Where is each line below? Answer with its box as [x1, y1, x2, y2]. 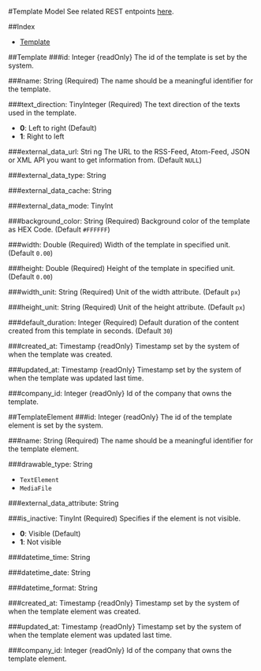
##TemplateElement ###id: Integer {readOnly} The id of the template [8, 413, 233, 421]
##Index [8, 22, 35, 31]
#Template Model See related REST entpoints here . [8, 7, 174, 16]
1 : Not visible [19, 537, 62, 547]
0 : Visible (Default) [19, 529, 81, 538]
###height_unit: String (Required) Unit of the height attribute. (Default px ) [8, 302, 246, 312]
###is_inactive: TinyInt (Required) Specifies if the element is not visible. [8, 513, 241, 523]
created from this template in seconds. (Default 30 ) [8, 326, 173, 335]
